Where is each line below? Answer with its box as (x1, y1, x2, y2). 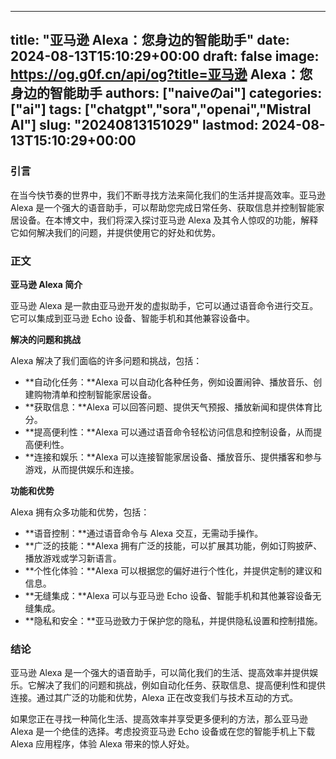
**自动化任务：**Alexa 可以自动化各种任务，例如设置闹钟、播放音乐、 (24, 376, 314, 388)
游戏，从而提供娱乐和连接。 (24, 463, 140, 475)
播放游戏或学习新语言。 (24, 552, 122, 564)
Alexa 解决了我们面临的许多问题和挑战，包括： (10, 354, 203, 366)
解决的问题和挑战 (10, 333, 81, 345)
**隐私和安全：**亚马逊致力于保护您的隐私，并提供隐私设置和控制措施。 (24, 614, 323, 626)
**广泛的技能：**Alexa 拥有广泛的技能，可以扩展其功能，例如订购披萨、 (24, 539, 323, 551)
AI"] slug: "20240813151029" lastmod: (10, 117, 259, 134)
